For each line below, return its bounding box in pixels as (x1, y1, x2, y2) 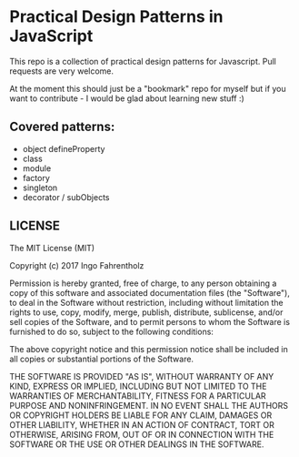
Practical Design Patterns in (9, 6, 224, 27)
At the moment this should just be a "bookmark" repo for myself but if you (9, 83, 286, 94)
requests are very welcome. (9, 66, 115, 76)
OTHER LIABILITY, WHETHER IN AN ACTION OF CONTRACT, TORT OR (9, 419, 274, 430)
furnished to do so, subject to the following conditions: (9, 326, 214, 337)
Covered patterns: (9, 119, 115, 135)
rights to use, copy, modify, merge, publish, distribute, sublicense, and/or (9, 307, 284, 318)
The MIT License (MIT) (9, 242, 95, 253)
